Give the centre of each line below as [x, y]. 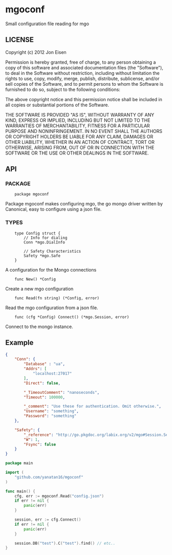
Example [19, 343]
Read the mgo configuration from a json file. [52, 308]
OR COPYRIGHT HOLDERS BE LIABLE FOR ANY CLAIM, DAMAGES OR [79, 137]
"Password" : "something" [50, 416]
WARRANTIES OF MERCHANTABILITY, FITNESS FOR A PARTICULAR [78, 126]
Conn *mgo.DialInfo [45, 242]
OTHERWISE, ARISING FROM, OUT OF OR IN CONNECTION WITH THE [80, 147]
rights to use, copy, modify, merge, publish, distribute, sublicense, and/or [82, 79]
